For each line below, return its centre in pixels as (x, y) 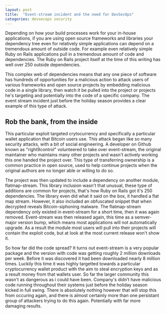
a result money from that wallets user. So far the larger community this (77, 274)
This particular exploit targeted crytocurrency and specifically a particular (81, 134)
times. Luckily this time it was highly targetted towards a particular (73, 264)
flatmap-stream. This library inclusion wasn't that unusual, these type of (79, 186)
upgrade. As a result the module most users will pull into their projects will (81, 228)
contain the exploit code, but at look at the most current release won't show (82, 233)
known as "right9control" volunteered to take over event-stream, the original (83, 150)
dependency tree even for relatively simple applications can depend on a (80, 44)
